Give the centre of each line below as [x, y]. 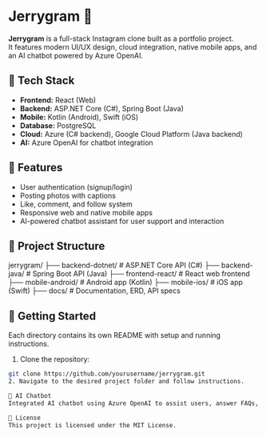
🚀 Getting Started [52, 316]
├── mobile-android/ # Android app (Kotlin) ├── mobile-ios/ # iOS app [126, 283]
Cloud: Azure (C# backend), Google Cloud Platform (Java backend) [131, 134]
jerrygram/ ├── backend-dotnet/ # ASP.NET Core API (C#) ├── [114, 265]
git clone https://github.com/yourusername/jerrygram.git [107, 374]
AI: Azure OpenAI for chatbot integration [86, 142]
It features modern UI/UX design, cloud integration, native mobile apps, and [133, 46]
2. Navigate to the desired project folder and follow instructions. [127, 382]
